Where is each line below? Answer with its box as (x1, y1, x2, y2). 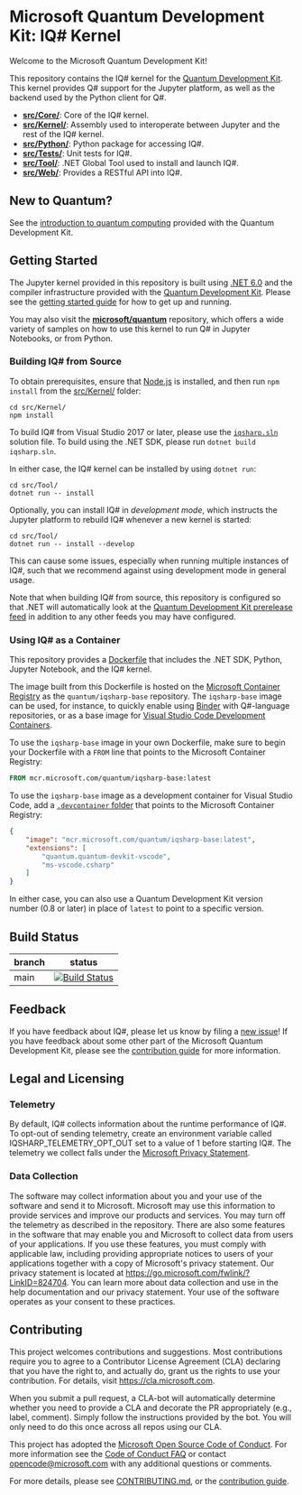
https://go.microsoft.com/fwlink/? (125, 1267, 251, 1278)
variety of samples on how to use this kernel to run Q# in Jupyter (9, 323, 251, 334)
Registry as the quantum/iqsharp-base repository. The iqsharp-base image (9, 691, 282, 701)
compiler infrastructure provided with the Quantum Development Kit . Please (9, 286, 291, 297)
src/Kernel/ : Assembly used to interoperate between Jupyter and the (22, 119, 280, 130)
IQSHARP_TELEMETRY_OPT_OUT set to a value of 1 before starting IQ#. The (9, 1137, 291, 1148)
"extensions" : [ (25, 843, 87, 852)
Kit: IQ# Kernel (9, 25, 122, 46)
